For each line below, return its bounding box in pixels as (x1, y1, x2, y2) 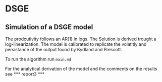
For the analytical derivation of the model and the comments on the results (5, 66, 158, 72)
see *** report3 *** (5, 71, 45, 77)
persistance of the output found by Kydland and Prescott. (5, 47, 122, 52)
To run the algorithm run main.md (5, 56, 71, 62)
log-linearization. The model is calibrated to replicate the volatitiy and (5, 41, 147, 47)
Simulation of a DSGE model (5, 23, 93, 31)
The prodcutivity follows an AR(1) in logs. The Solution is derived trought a (5, 36, 157, 42)
